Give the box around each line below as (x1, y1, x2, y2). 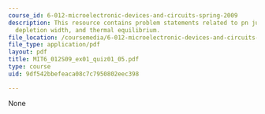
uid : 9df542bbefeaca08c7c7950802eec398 (8, 70, 140, 78)
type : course (8, 63, 51, 71)
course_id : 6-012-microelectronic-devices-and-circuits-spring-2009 (8, 11, 238, 20)
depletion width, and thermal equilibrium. (15, 26, 160, 34)
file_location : (8, 33, 58, 42)
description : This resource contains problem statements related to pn (8, 19, 248, 27)
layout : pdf (8, 48, 47, 56)
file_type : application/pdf (8, 41, 101, 49)
